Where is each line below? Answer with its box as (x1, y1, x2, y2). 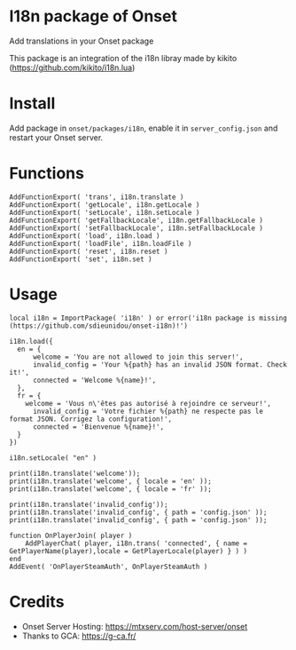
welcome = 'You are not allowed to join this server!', (32, 353, 244, 361)
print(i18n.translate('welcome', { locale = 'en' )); (9, 477, 213, 486)
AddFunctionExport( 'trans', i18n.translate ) (9, 193, 184, 202)
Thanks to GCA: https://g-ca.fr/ (21, 630, 136, 641)
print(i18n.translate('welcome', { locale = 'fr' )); (9, 484, 213, 494)
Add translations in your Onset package (9, 36, 154, 46)
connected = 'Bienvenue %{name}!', (32, 422, 165, 432)
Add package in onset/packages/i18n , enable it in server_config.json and (9, 123, 278, 133)
